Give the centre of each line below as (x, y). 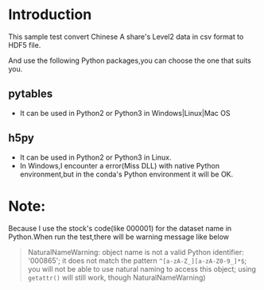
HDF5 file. (25, 44)
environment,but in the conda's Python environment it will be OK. (126, 174)
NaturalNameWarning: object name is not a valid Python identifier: (136, 252)
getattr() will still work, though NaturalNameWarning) (116, 277)
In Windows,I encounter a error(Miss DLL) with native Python (120, 165)
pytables (31, 94)
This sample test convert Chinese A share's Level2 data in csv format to (126, 37)
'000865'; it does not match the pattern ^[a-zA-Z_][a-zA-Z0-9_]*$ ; (137, 261)
